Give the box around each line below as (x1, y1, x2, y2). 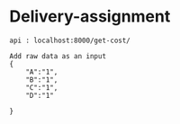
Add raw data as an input (9, 51, 106, 60)
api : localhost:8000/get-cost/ (9, 36, 130, 45)
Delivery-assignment (9, 6, 171, 27)
